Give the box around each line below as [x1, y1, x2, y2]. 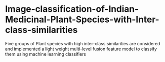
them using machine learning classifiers [5, 51, 86, 57]
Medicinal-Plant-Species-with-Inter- [5, 14, 160, 25]
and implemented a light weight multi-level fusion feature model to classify [5, 46, 157, 52]
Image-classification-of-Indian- [5, 3, 139, 15]
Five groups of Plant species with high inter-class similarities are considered [5, 40, 161, 46]
